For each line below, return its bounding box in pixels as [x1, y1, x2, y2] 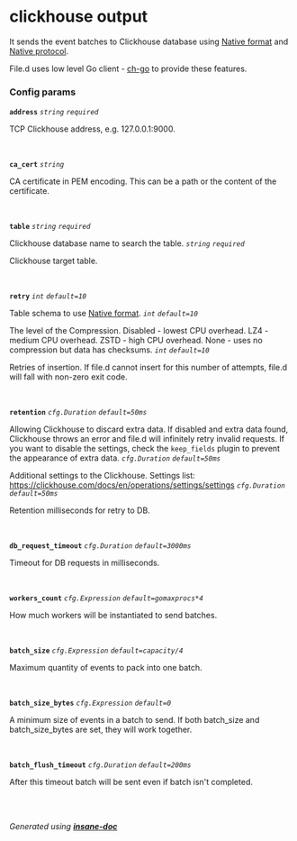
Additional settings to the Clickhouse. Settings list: [9, 471, 195, 481]
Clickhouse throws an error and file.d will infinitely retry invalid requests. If [9, 434, 285, 444]
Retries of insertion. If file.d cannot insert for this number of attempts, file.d [9, 362, 288, 373]
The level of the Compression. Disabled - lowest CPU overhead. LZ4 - [9, 325, 269, 336]
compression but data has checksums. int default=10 [9, 344, 210, 355]
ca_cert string [9, 160, 65, 169]
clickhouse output [9, 6, 148, 27]
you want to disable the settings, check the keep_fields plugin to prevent [9, 443, 281, 454]
